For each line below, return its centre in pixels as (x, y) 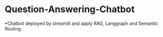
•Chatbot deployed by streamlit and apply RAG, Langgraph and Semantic (81, 23)
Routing (13, 28)
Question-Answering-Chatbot (70, 9)
